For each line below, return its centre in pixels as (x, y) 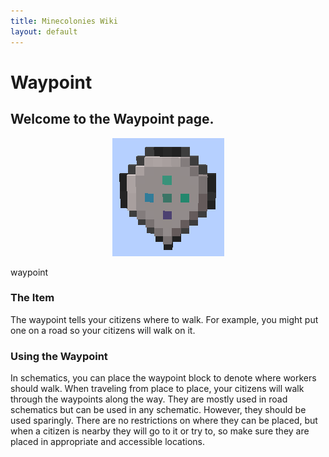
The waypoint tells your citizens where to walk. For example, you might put (164, 319)
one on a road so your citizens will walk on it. (103, 330)
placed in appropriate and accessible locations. (108, 442)
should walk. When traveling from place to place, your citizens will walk (157, 389)
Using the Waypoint (59, 356)
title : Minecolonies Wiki (64, 21)
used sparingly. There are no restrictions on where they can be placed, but (164, 421)
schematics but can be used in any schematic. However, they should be (158, 410)
